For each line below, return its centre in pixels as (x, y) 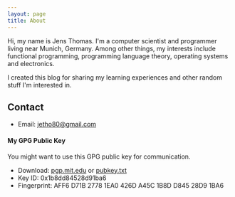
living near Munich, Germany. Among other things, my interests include (111, 48)
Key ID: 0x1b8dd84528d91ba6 (62, 178)
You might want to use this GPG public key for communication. (99, 156)
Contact (26, 107)
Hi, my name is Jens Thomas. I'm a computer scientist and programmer (112, 41)
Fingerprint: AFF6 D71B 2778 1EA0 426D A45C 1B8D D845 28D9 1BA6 (121, 185)
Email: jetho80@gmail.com (57, 124)
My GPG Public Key (37, 140)
